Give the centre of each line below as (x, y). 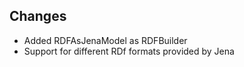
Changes (38, 16)
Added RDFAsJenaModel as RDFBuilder (105, 40)
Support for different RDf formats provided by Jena (129, 51)
